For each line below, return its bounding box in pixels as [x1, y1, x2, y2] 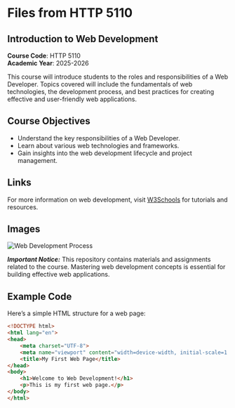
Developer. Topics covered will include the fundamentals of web [7, 80, 193, 88]
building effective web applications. [7, 270, 110, 279]
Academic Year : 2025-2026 [7, 59, 89, 67]
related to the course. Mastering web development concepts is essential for [7, 263, 226, 271]
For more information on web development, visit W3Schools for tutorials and [7, 195, 228, 204]
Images [7, 223, 41, 235]
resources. [7, 202, 39, 211]
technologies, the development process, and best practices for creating [7, 88, 215, 96]
